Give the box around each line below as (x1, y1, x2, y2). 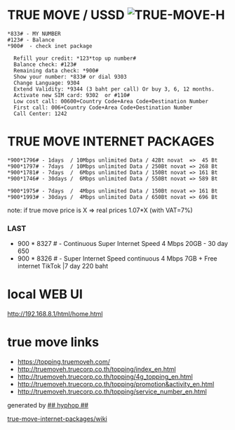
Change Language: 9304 (13, 79, 80, 86)
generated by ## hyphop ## (7, 401, 89, 410)
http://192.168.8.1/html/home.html (7, 310, 103, 318)
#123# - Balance (7, 36, 55, 44)
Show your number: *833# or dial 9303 (13, 73, 128, 80)
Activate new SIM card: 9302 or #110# (13, 91, 130, 98)
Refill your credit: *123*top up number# (13, 55, 137, 62)
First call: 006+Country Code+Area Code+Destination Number (13, 104, 193, 111)
